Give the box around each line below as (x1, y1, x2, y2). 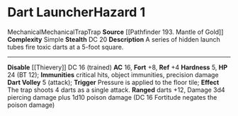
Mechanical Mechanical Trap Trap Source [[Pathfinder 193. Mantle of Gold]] (7, 28, 224, 36)
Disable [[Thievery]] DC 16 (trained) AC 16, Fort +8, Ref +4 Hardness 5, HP (7, 63, 228, 71)
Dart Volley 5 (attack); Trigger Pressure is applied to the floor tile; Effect (7, 78, 220, 86)
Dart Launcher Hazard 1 (7, 4, 146, 21)
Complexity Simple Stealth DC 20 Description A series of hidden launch (7, 35, 221, 43)
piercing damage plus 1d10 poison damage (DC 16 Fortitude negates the (7, 93, 217, 101)
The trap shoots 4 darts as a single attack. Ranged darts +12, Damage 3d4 (7, 86, 225, 94)
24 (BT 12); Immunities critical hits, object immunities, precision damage (7, 70, 219, 79)
